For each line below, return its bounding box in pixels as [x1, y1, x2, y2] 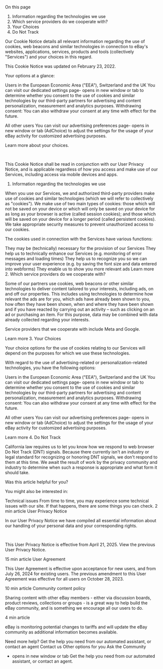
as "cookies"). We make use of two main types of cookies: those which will [5, 201, 155, 206]
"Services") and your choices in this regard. [5, 54, 93, 60]
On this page [5, 4, 31, 10]
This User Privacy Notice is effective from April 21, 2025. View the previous [5, 542, 155, 547]
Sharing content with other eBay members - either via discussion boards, [5, 595, 151, 600]
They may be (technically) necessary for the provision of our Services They [5, 246, 156, 251]
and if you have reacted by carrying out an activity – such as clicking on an [5, 306, 155, 312]
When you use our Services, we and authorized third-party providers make [5, 191, 155, 196]
